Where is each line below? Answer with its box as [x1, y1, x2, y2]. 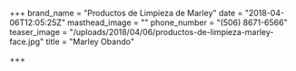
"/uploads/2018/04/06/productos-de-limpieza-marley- [69, 27, 274, 37]
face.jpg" [9, 36, 44, 47]
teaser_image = [9, 27, 68, 37]
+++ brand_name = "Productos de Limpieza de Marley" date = [9, 8, 243, 18]
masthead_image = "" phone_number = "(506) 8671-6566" [67, 17, 288, 28]
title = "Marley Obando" [45, 36, 134, 47]
